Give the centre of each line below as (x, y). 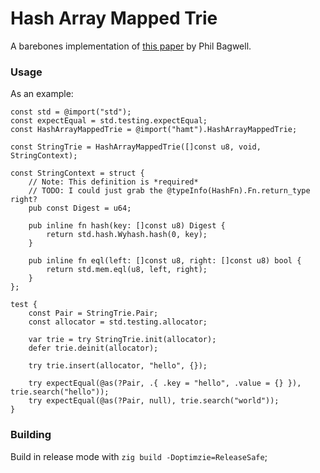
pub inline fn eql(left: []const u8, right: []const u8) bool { (165, 261)
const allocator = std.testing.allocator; (118, 322)
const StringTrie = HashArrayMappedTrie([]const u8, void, (136, 147)
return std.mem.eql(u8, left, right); (127, 270)
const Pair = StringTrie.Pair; (93, 313)
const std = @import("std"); (71, 112)
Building (31, 435)
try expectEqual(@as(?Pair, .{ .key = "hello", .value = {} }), (165, 383)
